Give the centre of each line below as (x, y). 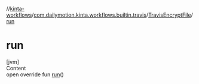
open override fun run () (35, 74)
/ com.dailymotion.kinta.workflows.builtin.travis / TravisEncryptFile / (112, 15)
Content (16, 68)
